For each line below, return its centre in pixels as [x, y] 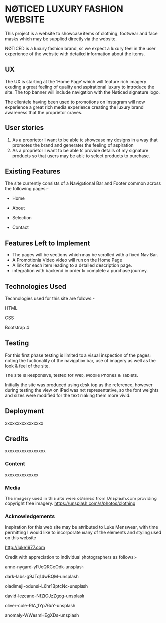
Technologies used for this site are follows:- [50, 298]
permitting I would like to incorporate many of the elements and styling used [83, 533]
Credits [17, 439]
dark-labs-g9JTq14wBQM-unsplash [42, 577]
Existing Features [33, 171]
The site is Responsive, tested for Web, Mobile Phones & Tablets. [72, 375]
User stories [24, 128]
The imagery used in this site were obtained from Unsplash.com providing [81, 498]
